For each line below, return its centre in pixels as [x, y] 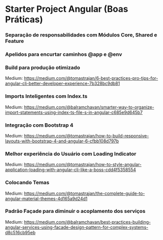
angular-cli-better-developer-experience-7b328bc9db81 [63, 84]
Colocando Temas [27, 182]
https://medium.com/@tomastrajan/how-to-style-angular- [83, 165]
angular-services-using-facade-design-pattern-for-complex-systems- [77, 227]
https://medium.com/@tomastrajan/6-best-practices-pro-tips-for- [91, 78]
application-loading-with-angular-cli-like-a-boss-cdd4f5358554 [71, 170]
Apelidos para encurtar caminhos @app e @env [64, 54]
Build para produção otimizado [43, 68]
